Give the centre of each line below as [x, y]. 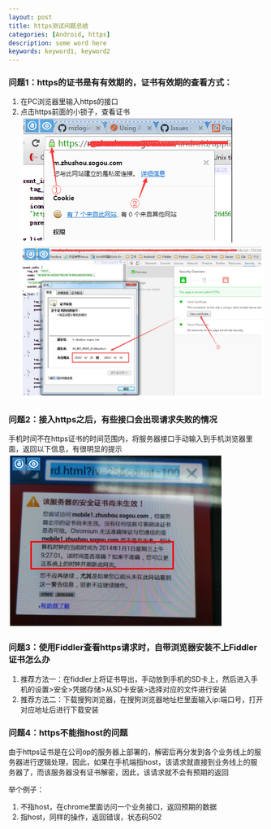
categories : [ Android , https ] [60, 34]
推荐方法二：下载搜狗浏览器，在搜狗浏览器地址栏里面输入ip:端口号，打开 [142, 699]
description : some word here [58, 43]
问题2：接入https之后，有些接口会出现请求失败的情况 [113, 420]
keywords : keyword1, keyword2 [60, 52]
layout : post [30, 17]
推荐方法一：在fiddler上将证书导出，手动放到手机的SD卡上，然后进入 [135, 678]
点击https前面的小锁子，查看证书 [75, 112]
